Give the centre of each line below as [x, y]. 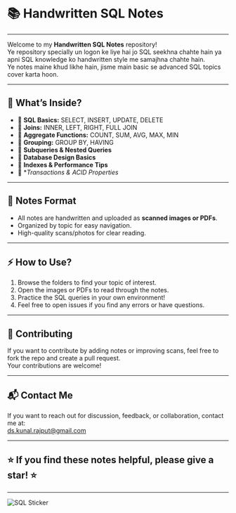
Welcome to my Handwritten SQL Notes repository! [82, 44]
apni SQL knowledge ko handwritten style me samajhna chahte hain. [106, 59]
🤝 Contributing [40, 333]
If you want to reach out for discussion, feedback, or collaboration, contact [116, 416]
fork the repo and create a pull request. [64, 358]
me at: [17, 423]
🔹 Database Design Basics [57, 157]
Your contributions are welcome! [54, 365]
